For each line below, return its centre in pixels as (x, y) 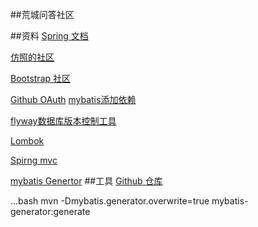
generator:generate (50, 211)
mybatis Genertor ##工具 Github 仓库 (86, 181)
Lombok (27, 141)
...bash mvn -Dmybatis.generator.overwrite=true (110, 201)
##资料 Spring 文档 (49, 36)
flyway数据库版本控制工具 (63, 121)
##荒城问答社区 (42, 14)
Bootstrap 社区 (41, 78)
